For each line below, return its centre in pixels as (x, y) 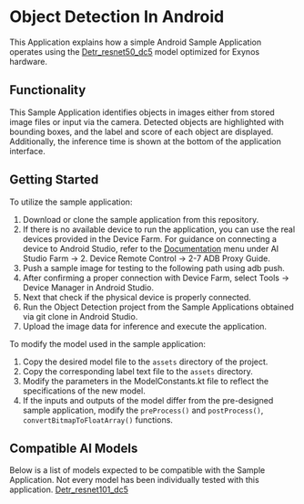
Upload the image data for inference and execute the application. (144, 326)
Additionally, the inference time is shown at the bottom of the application (146, 141)
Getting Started (54, 180)
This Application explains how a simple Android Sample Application (136, 42)
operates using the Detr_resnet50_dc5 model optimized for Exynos (135, 51)
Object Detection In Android (117, 17)
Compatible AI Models (74, 448)
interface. (27, 151)
